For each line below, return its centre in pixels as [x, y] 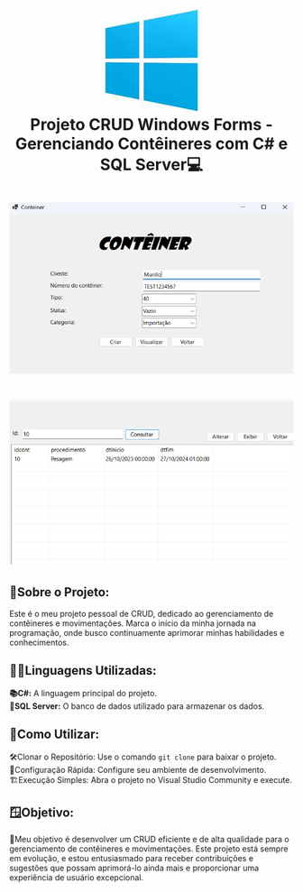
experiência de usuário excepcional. [77, 877]
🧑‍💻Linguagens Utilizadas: [83, 671]
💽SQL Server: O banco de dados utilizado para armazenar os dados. [137, 706]
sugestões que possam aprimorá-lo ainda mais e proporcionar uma [134, 868]
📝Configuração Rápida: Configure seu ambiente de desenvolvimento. [138, 769]
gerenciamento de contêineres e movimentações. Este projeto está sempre [149, 849]
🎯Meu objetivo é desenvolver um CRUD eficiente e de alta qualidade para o [150, 839]
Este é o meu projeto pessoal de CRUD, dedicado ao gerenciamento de [142, 614]
